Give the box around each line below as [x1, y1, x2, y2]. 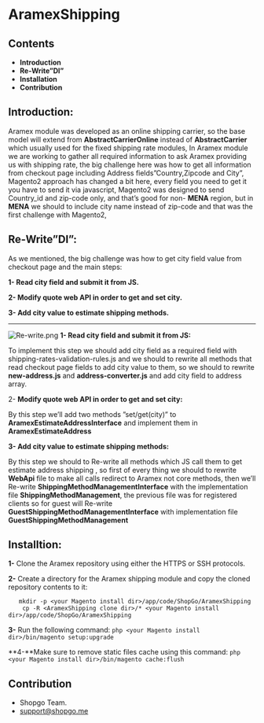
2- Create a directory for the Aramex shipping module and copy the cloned [8, 574, 251, 584]
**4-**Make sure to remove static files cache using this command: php [8, 647, 241, 657]
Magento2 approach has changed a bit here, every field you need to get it [8, 176, 247, 186]
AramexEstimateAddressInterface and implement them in [8, 418, 198, 427]
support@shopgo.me [19, 706, 89, 716]
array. [8, 379, 27, 389]
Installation [19, 75, 57, 83]
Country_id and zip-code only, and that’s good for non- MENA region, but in [8, 193, 254, 202]
